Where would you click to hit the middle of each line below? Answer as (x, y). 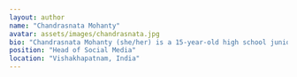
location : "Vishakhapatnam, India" (75, 58)
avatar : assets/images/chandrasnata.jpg (85, 34)
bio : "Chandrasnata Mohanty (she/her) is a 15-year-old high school (138, 42)
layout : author (37, 17)
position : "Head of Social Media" (73, 50)
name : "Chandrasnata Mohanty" (65, 26)
